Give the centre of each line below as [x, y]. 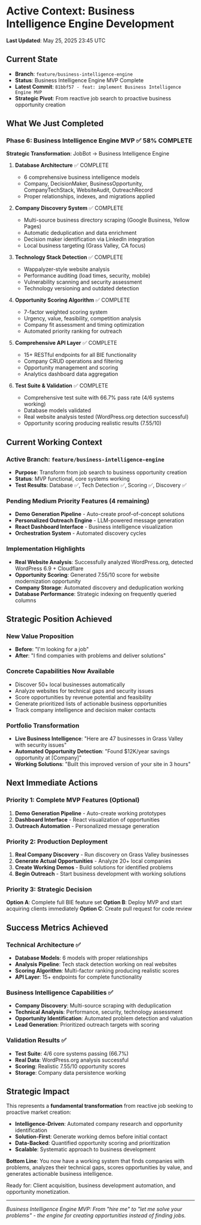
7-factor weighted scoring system [66, 312]
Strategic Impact [38, 1091]
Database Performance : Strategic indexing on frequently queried [95, 594]
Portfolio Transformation [43, 725]
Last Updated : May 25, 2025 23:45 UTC [56, 40]
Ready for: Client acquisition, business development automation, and [91, 1185]
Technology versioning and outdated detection [81, 288]
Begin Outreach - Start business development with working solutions [100, 874]
